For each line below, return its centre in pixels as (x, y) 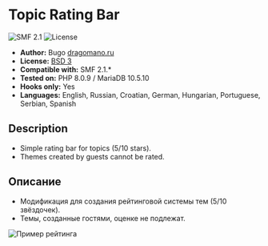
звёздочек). (40, 209)
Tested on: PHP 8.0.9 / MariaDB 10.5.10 (84, 78)
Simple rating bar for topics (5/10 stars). (86, 148)
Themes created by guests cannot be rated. (92, 156)
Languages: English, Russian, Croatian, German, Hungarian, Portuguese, (140, 95)
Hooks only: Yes (47, 87)
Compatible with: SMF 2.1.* (66, 69)
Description (38, 129)
